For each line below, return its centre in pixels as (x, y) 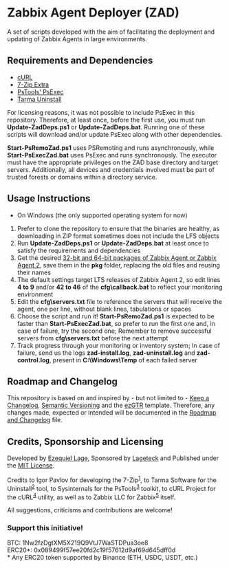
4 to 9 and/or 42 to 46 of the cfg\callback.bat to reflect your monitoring (120, 287)
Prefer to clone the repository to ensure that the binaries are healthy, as (118, 228)
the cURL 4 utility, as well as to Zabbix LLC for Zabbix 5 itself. (91, 496)
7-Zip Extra (33, 85)
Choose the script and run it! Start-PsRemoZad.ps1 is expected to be (116, 316)
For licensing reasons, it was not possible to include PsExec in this (101, 112)
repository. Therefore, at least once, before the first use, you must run (106, 120)
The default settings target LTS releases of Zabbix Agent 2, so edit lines (119, 279)
